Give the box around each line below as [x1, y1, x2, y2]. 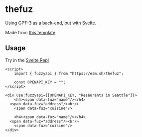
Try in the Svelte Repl [5, 57, 49, 63]
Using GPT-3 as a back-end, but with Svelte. [5, 20, 97, 26]
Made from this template [5, 29, 56, 35]
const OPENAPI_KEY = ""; [14, 79, 66, 85]
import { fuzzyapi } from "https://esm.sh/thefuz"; [14, 71, 124, 76]
